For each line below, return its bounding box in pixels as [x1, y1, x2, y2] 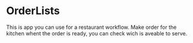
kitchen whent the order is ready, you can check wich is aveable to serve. [6, 29, 188, 37]
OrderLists [6, 4, 60, 18]
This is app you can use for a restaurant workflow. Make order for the [6, 24, 177, 31]
